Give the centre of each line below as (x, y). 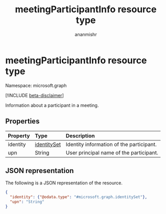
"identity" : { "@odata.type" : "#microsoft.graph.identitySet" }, (78, 197)
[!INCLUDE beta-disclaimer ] (34, 95)
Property (19, 135)
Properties (22, 121)
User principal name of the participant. (112, 153)
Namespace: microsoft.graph (36, 85)
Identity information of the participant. (111, 144)
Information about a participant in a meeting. (52, 105)
